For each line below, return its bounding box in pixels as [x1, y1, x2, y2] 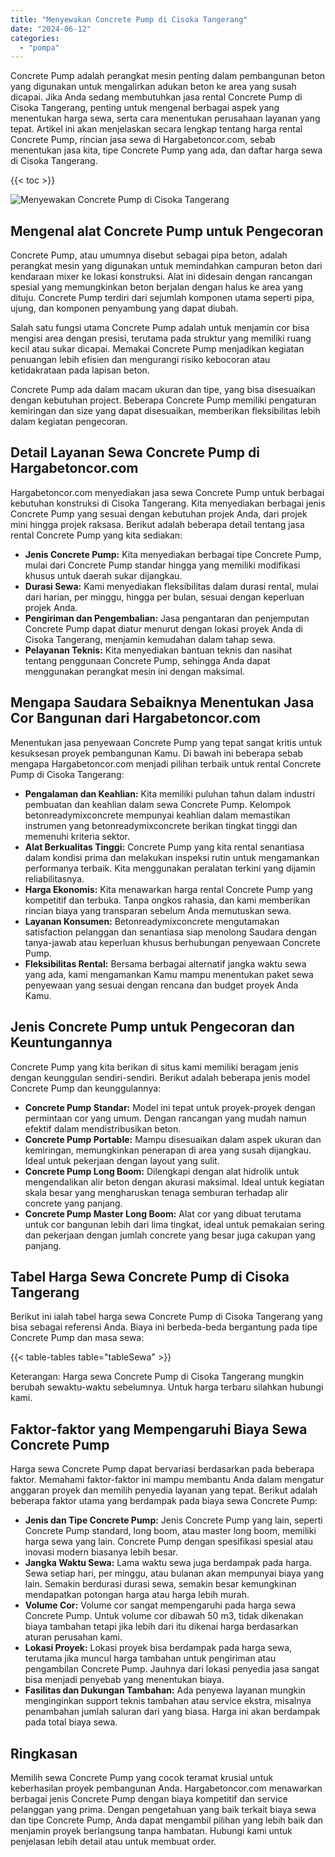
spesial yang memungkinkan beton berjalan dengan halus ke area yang [10, 281, 303, 293]
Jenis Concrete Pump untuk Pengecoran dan [10, 1019, 295, 1036]
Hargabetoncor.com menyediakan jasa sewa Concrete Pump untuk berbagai [10, 486, 325, 498]
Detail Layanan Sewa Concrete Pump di [10, 444, 260, 461]
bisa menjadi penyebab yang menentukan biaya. [24, 1674, 225, 1686]
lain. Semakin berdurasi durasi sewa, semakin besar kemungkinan [24, 1578, 297, 1590]
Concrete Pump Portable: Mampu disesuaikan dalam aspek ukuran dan [24, 1133, 322, 1145]
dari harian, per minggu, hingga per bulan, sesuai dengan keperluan [24, 591, 305, 603]
